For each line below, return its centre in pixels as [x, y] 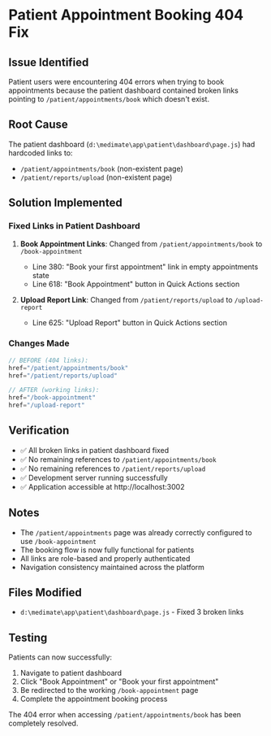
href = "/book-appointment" [52, 398]
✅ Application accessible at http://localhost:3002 [102, 486]
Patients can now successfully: [60, 657]
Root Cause [39, 125]
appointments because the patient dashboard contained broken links [124, 90]
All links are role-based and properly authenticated [105, 558]
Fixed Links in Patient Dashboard [74, 226]
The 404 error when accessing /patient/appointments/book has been [125, 715]
